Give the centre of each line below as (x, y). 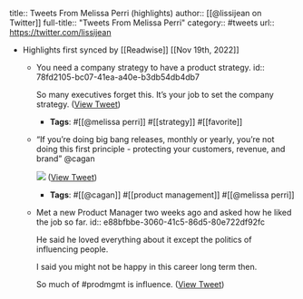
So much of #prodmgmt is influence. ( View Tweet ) (130, 284)
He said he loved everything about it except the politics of (144, 240)
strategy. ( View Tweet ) (78, 104)
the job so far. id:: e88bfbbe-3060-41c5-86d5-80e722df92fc (151, 222)
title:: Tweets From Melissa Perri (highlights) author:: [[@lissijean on (136, 13)
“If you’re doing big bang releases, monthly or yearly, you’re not (155, 139)
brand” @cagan (65, 159)
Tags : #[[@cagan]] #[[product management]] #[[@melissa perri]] (172, 195)
